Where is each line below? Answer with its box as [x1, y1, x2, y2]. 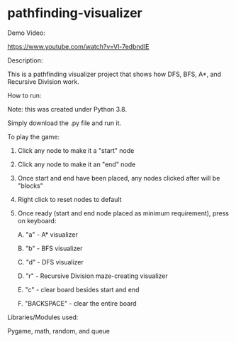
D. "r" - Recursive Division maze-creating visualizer [17, 272, 168, 280]
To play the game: [7, 132, 60, 141]
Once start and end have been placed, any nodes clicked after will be [17, 173, 220, 182]
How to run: [7, 91, 42, 100]
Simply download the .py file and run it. [7, 119, 122, 127]
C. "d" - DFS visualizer [17, 257, 84, 266]
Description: [7, 55, 43, 65]
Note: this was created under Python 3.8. [7, 105, 128, 113]
